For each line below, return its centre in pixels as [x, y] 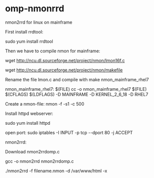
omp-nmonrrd [35, 9]
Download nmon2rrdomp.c [33, 151]
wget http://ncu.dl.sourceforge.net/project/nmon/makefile [64, 70]
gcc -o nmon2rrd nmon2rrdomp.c [39, 161]
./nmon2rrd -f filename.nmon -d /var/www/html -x [56, 171]
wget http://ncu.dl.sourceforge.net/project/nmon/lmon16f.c [65, 60]
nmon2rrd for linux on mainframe [39, 22]
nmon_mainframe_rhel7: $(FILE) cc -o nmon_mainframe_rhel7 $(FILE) [76, 89]
